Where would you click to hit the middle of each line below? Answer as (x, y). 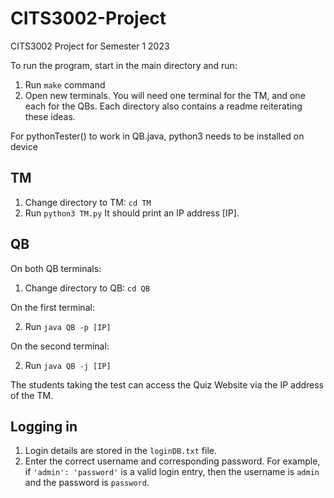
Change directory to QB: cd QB (87, 288)
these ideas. (50, 116)
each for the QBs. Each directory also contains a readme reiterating (163, 106)
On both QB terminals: (56, 268)
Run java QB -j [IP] (68, 365)
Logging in (44, 426)
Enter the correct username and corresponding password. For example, (172, 461)
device (24, 146)
